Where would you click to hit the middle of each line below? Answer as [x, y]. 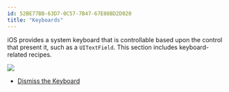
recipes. [40, 54]
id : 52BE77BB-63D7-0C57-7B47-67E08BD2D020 [69, 13]
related [17, 54]
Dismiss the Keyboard [49, 81]
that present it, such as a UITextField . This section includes [93, 47]
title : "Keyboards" [35, 20]
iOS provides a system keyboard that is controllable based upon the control [115, 39]
